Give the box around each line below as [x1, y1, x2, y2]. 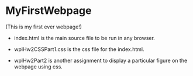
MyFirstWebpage [5, 4, 92, 17]
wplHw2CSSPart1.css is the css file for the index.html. [13, 45, 144, 53]
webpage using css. [13, 63, 63, 70]
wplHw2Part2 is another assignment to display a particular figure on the [13, 57, 188, 64]
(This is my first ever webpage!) [5, 23, 82, 30]
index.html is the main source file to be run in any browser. [13, 34, 156, 41]
